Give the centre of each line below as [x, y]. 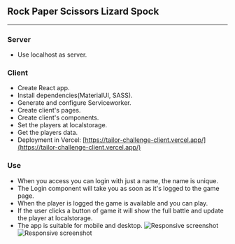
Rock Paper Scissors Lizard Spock [83, 12]
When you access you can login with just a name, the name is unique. [118, 180]
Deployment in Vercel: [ [51, 140]
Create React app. [43, 88]
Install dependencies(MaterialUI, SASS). [75, 95]
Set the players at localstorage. [62, 125]
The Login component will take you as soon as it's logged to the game [118, 188]
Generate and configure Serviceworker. [74, 103]
